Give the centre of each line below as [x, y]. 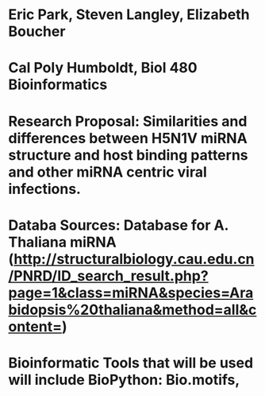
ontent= [35, 326]
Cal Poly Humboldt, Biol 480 [103, 68]
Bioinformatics [58, 85]
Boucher [37, 31]
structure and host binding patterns [128, 155]
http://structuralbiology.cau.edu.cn [134, 259]
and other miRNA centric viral [108, 172]
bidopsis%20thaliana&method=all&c [132, 310]
